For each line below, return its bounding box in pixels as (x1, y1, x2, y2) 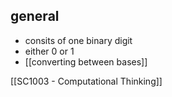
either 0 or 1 (24, 45, 75, 57)
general (10, 8, 60, 25)
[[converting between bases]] (24, 55, 148, 68)
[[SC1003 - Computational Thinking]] (10, 75, 163, 87)
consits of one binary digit (24, 34, 133, 46)
